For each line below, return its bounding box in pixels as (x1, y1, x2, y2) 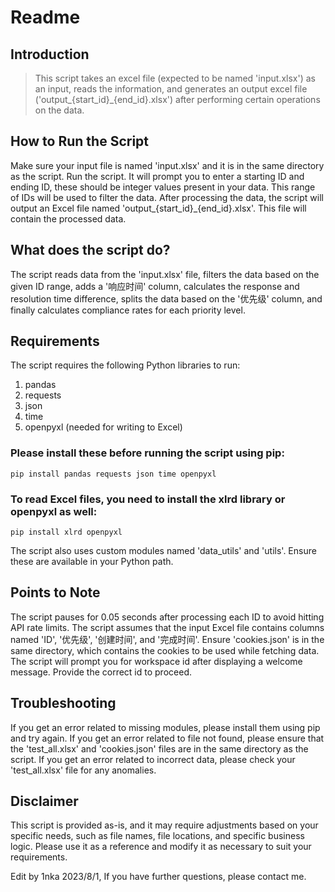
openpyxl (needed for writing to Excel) (24, 421, 183, 433)
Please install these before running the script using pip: (10, 446, 285, 460)
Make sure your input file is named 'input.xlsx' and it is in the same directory (10, 159, 325, 171)
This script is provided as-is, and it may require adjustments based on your (10, 819, 319, 831)
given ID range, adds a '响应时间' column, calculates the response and (10, 280, 300, 292)
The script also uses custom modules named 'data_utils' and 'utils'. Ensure (10, 545, 317, 557)
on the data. (34, 104, 85, 116)
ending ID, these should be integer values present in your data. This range (10, 181, 316, 193)
